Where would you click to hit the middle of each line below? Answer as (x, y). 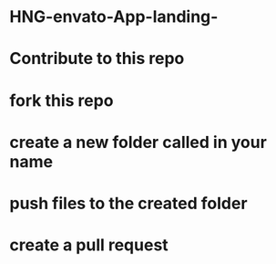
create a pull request (89, 245)
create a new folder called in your (138, 142)
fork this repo (61, 100)
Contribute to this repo (97, 59)
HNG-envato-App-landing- (114, 17)
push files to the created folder (128, 203)
